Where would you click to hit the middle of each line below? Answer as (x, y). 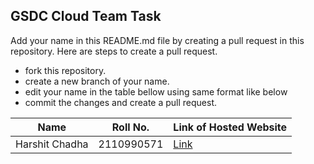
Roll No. (130, 127)
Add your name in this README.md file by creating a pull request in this (157, 40)
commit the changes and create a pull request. (121, 102)
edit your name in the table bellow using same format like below (156, 91)
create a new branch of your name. (97, 81)
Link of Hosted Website (230, 127)
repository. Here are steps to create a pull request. (114, 51)
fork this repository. (65, 70)
